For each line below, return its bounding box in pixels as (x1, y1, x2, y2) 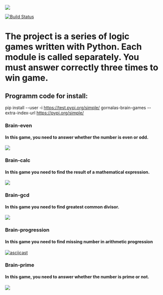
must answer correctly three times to (5, 62, 159, 73)
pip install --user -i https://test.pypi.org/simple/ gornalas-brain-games (5, 105, 146, 110)
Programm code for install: (5, 92, 88, 100)
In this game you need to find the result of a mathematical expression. (5, 169, 150, 175)
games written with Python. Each (5, 42, 142, 52)
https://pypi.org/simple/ (36, 110, 84, 116)
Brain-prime (5, 262, 35, 269)
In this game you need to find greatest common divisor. (5, 204, 120, 210)
